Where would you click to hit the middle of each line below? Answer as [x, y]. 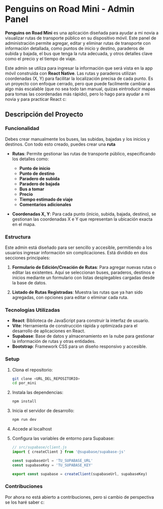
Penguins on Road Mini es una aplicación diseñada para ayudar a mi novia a [82, 33]
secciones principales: [27, 258]
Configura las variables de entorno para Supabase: [63, 438]
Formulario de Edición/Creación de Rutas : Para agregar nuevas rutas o [84, 267]
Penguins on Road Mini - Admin [70, 9]
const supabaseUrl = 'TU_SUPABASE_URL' [53, 461]
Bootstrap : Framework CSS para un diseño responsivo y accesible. [80, 346]
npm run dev [24, 420]
